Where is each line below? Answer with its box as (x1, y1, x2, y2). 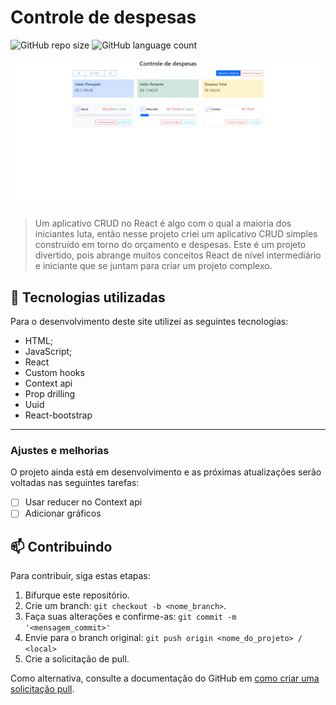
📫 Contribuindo (10, 538, 113, 555)
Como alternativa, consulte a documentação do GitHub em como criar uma (10, 672, 320, 685)
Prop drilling (24, 387, 76, 400)
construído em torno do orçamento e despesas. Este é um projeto (34, 239, 307, 251)
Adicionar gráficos (24, 507, 102, 520)
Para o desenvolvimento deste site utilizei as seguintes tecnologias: (10, 315, 289, 327)
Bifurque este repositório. (24, 589, 130, 601)
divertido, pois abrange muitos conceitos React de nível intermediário (34, 249, 322, 261)
